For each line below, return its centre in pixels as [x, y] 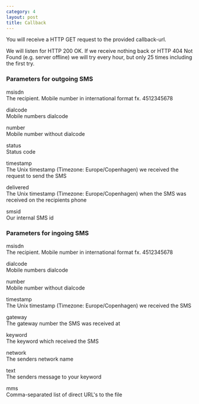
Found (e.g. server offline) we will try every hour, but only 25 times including [99, 58]
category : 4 [21, 12]
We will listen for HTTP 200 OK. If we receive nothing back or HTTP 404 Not [99, 51]
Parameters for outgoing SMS [50, 79]
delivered [18, 187]
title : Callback [26, 23]
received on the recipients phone [46, 200]
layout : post [22, 17]
